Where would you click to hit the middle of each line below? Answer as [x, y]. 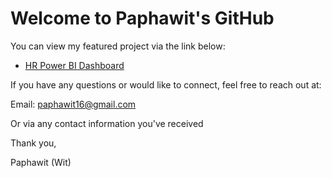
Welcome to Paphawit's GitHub [142, 18]
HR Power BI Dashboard [74, 65]
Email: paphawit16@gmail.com [73, 104]
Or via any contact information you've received [107, 123]
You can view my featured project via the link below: [118, 46]
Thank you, [33, 143]
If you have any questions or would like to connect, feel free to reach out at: [166, 84]
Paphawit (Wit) [41, 162]
